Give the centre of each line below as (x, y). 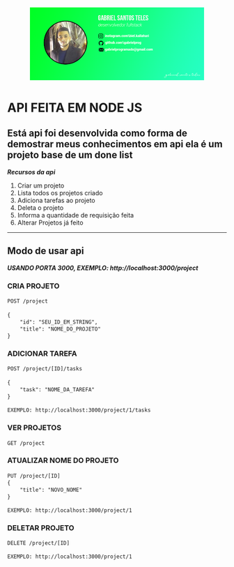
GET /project (26, 443)
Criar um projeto (41, 186)
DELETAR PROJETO (41, 528)
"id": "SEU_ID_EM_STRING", (59, 322)
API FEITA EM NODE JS (75, 108)
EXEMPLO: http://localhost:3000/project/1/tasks (79, 410)
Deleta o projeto (40, 207)
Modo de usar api (46, 251)
